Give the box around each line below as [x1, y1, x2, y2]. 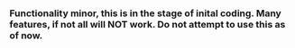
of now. [9, 29, 43, 42]
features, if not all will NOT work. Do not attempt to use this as [9, 18, 286, 30]
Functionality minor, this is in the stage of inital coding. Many [9, 7, 281, 20]
